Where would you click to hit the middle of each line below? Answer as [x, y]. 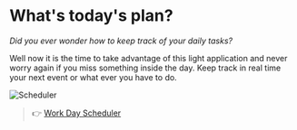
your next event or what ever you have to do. [93, 77]
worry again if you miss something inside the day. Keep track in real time [145, 68]
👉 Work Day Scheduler [76, 113]
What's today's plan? [92, 16]
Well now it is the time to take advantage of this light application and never [148, 58]
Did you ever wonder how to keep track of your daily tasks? [121, 41]
